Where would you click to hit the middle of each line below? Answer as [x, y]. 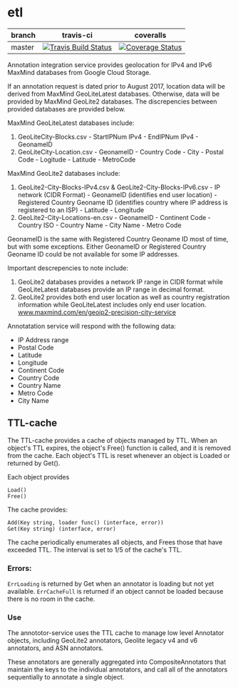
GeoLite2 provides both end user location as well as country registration [124, 296]
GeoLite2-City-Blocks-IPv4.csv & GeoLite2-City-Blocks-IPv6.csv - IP [119, 187]
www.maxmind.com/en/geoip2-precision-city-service [97, 312]
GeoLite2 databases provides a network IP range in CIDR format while [120, 281]
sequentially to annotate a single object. [66, 677]
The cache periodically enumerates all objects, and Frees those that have [115, 542]
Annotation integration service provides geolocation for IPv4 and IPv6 [110, 64]
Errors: [20, 568]
